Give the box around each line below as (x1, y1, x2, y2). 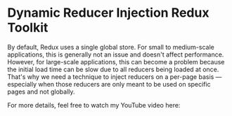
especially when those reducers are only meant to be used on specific (7, 80, 211, 88)
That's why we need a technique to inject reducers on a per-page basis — (7, 72, 222, 81)
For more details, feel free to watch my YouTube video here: (7, 101, 181, 109)
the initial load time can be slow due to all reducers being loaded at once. (7, 65, 219, 73)
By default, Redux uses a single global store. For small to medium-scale (7, 43, 214, 51)
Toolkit (7, 20, 49, 36)
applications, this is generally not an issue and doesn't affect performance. (7, 50, 224, 59)
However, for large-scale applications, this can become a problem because (7, 57, 225, 66)
